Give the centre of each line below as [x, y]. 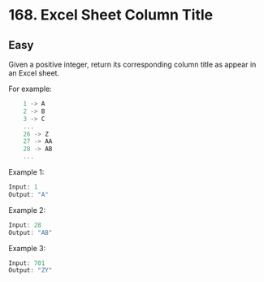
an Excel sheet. [34, 73]
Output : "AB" [30, 232]
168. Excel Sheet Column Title [111, 15]
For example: [30, 89]
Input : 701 [27, 263]
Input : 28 [25, 225]
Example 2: [27, 210]
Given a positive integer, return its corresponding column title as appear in [132, 64]
